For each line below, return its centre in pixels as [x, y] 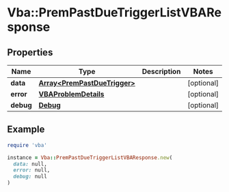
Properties [30, 52]
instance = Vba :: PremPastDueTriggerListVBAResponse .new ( [90, 157]
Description [161, 71]
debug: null [30, 177]
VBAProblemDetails [71, 94]
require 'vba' [27, 145]
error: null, [32, 170]
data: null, [30, 164]
